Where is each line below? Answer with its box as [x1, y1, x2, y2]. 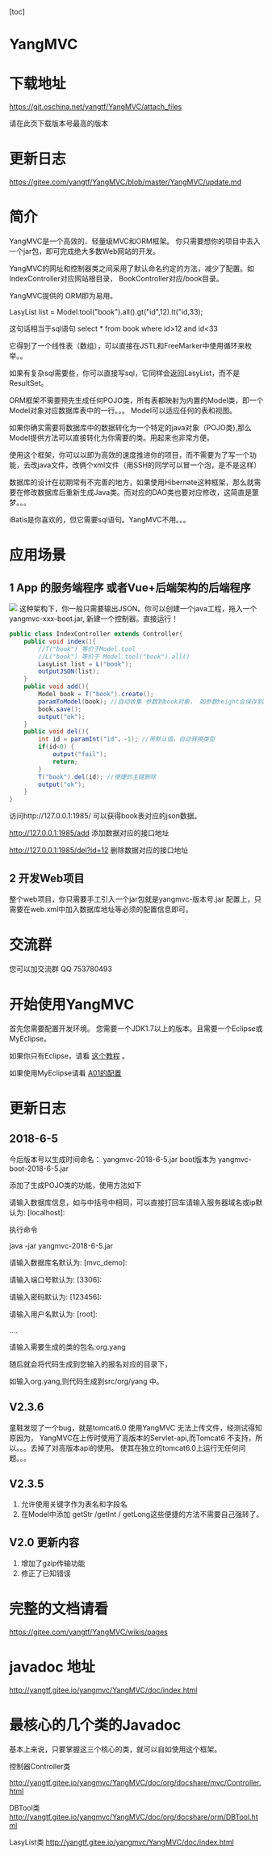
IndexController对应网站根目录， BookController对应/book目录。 [9, 274, 224, 283]
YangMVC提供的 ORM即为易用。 [9, 291, 118, 300]
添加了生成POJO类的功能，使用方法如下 [9, 1180, 142, 1189]
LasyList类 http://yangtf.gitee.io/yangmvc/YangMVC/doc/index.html [9, 1837, 235, 1847]
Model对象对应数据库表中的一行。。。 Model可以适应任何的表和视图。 [9, 406, 237, 415]
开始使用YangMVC [9, 995, 135, 1014]
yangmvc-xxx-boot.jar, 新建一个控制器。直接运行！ [9, 614, 178, 623]
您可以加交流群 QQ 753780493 [9, 964, 112, 974]
